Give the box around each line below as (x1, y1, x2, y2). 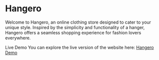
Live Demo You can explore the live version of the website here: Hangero (5, 44, 154, 50)
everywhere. (5, 35, 31, 41)
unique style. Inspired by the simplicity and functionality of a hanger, (5, 24, 145, 30)
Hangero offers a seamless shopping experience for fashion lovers (5, 30, 141, 35)
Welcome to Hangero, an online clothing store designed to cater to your (5, 19, 151, 25)
